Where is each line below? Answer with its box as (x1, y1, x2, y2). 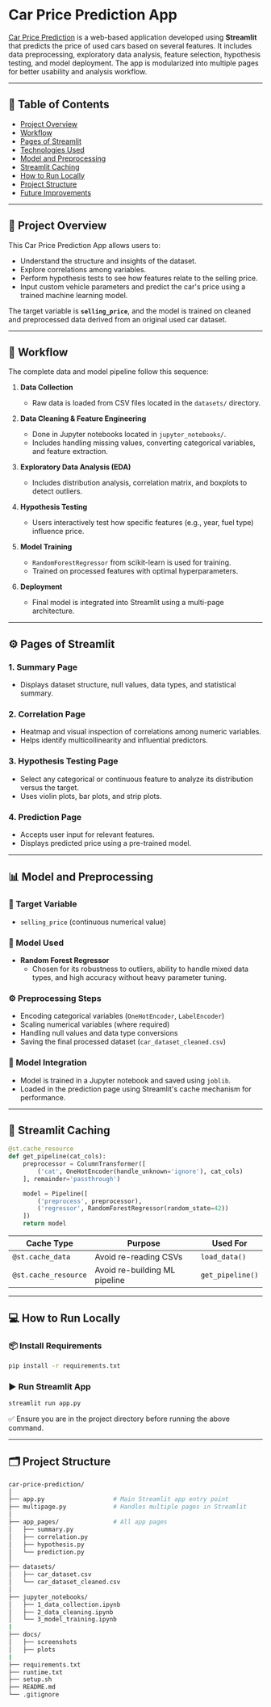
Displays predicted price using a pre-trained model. (19, 838, 192, 847)
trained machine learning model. (19, 290, 128, 300)
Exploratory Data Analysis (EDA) (19, 462, 131, 472)
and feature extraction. (31, 447, 109, 456)
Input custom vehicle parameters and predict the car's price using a (19, 281, 246, 292)
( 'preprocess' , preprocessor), (37, 1197, 143, 1205)
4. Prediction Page (8, 811, 82, 822)
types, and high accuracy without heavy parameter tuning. (31, 972, 227, 982)
